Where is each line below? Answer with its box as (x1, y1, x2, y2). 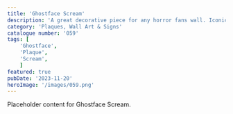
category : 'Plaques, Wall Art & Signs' (7, 23, 123, 30)
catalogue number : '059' (7, 29, 79, 37)
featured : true (7, 68, 51, 75)
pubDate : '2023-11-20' (7, 74, 73, 82)
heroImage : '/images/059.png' (7, 81, 95, 88)
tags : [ (7, 36, 30, 43)
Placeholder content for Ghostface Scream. (7, 100, 131, 108)
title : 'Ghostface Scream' (7, 10, 85, 17)
